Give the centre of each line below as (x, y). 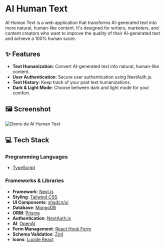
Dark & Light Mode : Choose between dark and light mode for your (81, 87)
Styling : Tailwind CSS (35, 197)
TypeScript (24, 167)
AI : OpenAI (24, 223)
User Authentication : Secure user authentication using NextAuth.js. (82, 77)
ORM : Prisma (26, 212)
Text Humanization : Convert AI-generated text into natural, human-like (85, 66)
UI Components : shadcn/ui (40, 202)
